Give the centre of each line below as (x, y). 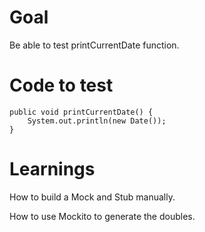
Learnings (52, 169)
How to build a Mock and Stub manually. (92, 197)
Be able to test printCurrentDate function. (94, 45)
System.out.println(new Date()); (97, 121)
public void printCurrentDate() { (81, 112)
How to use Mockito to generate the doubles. (102, 216)
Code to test (61, 85)
